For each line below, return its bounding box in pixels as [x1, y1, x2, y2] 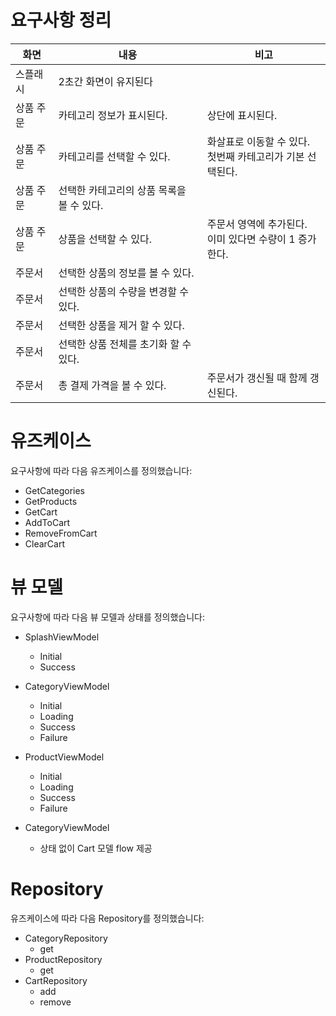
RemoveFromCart [24, 527, 98, 539]
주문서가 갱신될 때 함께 [206, 371, 308, 385]
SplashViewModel [24, 631, 100, 643]
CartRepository [24, 974, 88, 986]
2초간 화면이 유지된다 [58, 74, 153, 88]
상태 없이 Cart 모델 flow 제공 [39, 842, 153, 854]
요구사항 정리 [10, 9, 112, 32]
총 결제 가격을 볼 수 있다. [58, 378, 167, 392]
